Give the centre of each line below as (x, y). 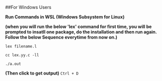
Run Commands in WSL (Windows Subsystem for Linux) (65, 17)
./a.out (13, 64)
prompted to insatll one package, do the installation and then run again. (81, 32)
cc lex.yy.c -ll (22, 55)
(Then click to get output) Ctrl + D (42, 73)
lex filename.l (21, 46)
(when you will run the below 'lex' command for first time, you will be (78, 26)
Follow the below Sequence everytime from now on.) (61, 37)
